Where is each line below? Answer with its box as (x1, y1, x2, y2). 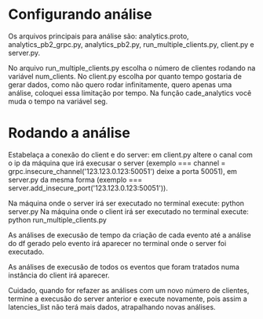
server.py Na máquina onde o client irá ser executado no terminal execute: (8, 206, 249, 216)
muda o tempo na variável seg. (8, 96, 108, 106)
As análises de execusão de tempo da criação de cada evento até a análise (8, 230, 251, 240)
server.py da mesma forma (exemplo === (8, 175, 143, 184)
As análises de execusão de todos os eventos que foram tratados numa (8, 262, 239, 271)
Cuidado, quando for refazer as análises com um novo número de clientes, (8, 285, 250, 295)
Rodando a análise (8, 124, 131, 142)
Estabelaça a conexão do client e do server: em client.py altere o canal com (8, 150, 253, 159)
